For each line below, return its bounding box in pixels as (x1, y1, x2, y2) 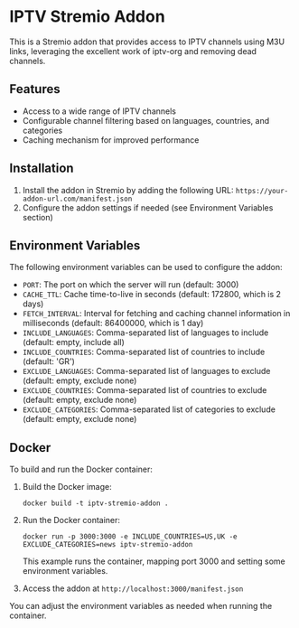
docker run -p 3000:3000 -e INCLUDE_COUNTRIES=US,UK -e (22, 532, 238, 541)
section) (22, 211, 54, 222)
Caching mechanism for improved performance (22, 134, 200, 145)
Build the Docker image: (22, 482, 113, 492)
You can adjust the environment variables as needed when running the (9, 601, 273, 612)
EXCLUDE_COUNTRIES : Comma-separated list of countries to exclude (22, 385, 267, 396)
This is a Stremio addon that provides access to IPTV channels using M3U (9, 36, 285, 47)
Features (9, 81, 61, 97)
